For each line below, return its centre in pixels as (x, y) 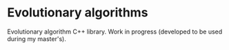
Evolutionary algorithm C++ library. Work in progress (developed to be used (115, 32)
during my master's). (37, 38)
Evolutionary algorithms (78, 13)
